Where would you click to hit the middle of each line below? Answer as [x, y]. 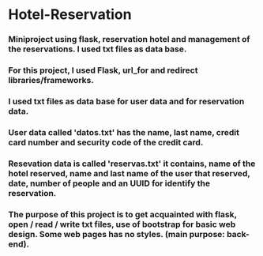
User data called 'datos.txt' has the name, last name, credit [124, 132]
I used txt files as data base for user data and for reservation [126, 101]
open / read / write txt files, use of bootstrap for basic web [122, 224]
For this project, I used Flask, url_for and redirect [103, 70]
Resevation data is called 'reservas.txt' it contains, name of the [132, 164]
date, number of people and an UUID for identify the [109, 183]
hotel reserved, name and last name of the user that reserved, [129, 173]
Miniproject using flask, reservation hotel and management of [129, 40]
